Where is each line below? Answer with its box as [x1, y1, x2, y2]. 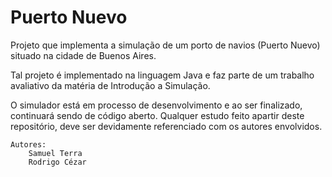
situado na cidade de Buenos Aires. [10, 49, 157, 61]
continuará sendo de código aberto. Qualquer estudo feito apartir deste [10, 109, 305, 121]
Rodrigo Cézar [28, 157, 87, 167]
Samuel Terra [28, 148, 83, 158]
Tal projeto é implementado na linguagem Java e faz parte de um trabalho [10, 69, 315, 81]
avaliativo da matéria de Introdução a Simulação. [10, 79, 211, 91]
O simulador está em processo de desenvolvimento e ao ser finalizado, [10, 99, 303, 111]
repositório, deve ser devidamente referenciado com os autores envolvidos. [10, 120, 323, 132]
